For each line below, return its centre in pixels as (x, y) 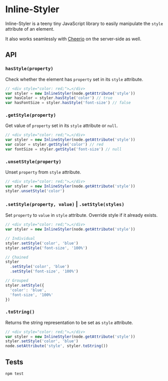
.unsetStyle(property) (33, 161)
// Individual (20, 238)
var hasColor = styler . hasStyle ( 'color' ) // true (59, 98)
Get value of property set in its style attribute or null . (62, 125)
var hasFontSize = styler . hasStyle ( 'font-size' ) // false (68, 103)
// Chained (17, 257)
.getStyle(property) (31, 115)
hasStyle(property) (29, 69)
